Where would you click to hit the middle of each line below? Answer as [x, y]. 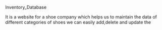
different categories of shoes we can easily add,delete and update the [78, 22]
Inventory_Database [26, 7]
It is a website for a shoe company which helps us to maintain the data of [81, 17]
